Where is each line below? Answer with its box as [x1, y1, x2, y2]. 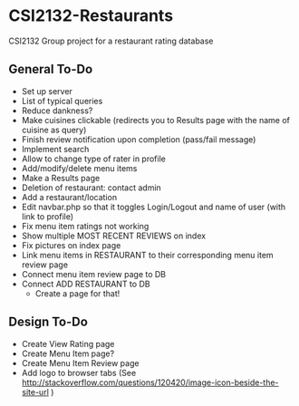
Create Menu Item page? [21, 348, 115, 359]
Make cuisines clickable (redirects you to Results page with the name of [21, 114, 291, 125]
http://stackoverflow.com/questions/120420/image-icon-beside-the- [21, 377, 279, 388]
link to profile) [21, 210, 74, 222]
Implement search [21, 143, 90, 154]
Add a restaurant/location [21, 191, 118, 202]
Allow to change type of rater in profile [21, 153, 167, 164]
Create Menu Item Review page [21, 357, 140, 368]
